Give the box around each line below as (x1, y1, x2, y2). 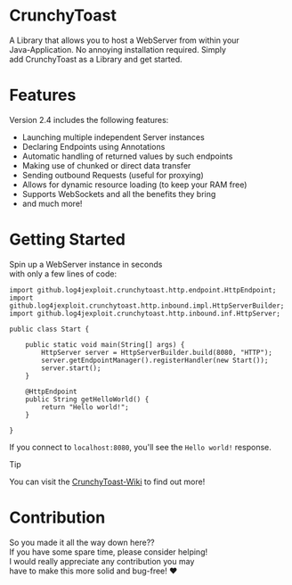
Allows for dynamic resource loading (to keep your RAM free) (21, 179, 247, 190)
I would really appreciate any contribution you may (9, 556, 195, 566)
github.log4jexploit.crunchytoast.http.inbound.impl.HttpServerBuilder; (9, 301, 285, 310)
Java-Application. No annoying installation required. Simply (9, 44, 227, 54)
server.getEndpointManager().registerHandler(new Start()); (41, 356, 269, 365)
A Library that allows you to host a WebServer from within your (9, 35, 240, 45)
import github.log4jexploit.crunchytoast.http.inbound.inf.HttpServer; (9, 309, 280, 317)
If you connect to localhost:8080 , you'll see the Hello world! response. (9, 441, 272, 452)
